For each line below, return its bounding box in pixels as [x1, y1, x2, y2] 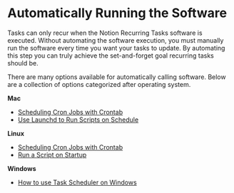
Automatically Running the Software [7, 5, 227, 21]
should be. [7, 58, 39, 67]
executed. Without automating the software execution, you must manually [7, 36, 224, 44]
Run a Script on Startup [17, 150, 87, 159]
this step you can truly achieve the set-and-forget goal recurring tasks [7, 51, 214, 60]
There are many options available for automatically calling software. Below [7, 73, 226, 81]
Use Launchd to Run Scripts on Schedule [17, 115, 139, 124]
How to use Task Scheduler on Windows [17, 178, 137, 187]
